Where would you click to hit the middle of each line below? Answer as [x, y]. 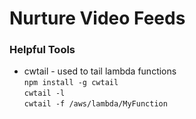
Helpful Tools [42, 50]
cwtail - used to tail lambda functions [100, 71]
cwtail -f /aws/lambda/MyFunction [95, 104]
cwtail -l [44, 93]
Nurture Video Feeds [97, 18]
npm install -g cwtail [71, 83]
